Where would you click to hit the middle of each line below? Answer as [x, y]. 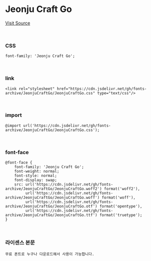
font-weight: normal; [37, 171]
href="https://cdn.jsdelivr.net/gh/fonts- [102, 88]
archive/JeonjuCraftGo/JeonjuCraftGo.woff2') [53, 189]
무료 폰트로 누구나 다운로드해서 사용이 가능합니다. [50, 254]
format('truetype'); [121, 215]
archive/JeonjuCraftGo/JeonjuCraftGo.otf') [51, 206]
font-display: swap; [36, 180]
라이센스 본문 [20, 242]
